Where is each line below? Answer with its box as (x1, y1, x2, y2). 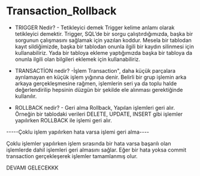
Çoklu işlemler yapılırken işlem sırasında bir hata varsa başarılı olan (6, 140, 171, 147)
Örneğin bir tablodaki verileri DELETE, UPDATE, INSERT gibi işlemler (14, 110, 183, 118)
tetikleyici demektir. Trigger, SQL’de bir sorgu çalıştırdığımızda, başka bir (14, 30, 193, 37)
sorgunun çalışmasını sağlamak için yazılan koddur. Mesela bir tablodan (14, 36, 192, 44)
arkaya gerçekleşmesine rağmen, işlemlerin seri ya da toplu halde (14, 79, 177, 87)
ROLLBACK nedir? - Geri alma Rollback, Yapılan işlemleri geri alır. (14, 104, 175, 111)
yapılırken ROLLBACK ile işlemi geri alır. (14, 116, 113, 123)
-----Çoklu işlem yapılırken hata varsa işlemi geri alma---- (6, 128, 150, 135)
